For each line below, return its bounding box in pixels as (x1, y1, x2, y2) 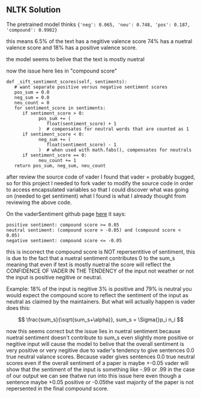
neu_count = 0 (14, 99, 50, 105)
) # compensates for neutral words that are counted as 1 (38, 126, 189, 132)
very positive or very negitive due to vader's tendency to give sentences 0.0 (6, 346, 195, 354)
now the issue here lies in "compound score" (6, 67, 118, 74)
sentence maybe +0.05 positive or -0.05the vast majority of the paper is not (6, 378, 194, 385)
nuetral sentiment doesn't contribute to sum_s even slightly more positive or (6, 334, 194, 341)
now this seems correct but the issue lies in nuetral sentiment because (6, 327, 181, 334)
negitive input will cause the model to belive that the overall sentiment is (6, 340, 184, 347)
